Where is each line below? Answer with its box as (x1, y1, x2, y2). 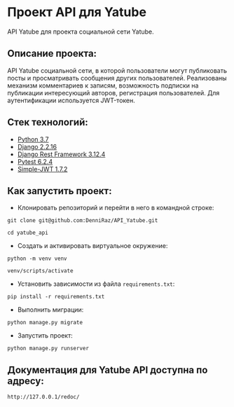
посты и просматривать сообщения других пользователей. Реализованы (7, 74, 227, 82)
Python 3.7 (17, 134, 49, 144)
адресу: (7, 375, 44, 387)
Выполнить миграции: (17, 305, 84, 314)
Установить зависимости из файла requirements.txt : (17, 280, 175, 288)
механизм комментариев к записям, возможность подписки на (7, 81, 199, 90)
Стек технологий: (7, 116, 89, 128)
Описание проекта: (7, 48, 97, 60)
